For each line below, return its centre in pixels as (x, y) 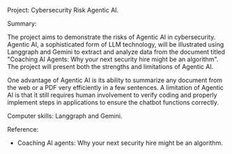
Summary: (22, 23)
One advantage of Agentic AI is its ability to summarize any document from (115, 80)
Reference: (23, 129)
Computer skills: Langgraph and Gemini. (65, 116)
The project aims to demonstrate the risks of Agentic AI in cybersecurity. (111, 37)
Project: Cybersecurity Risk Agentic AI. (63, 10)
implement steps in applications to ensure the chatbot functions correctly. (113, 102)
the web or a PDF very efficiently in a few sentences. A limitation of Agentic (116, 87)
